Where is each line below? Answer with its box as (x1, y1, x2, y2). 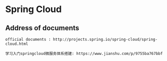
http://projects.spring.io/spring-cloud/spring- (53, 37, 158, 42)
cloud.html (5, 41, 28, 46)
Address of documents (5, 24, 80, 32)
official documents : (5, 37, 51, 42)
